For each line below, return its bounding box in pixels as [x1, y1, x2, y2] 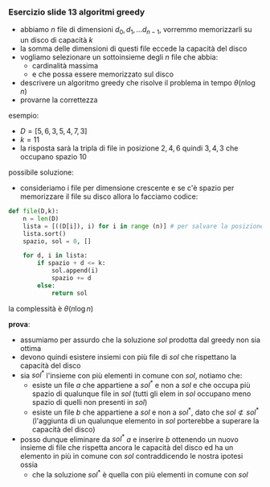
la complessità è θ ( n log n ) [8, 303, 94, 313]
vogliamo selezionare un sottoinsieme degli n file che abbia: [19, 52, 219, 62]
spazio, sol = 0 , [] [22, 237, 92, 246]
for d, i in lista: [22, 252, 88, 260]
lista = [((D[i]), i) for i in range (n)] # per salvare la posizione [22, 222, 264, 230]
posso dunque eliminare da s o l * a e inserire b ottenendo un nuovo [19, 433, 239, 444]
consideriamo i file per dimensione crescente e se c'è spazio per [19, 184, 235, 193]
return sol [51, 289, 88, 297]
